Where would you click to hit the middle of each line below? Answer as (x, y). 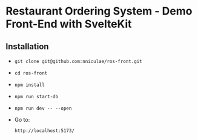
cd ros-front (31, 73)
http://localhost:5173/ (45, 131)
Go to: (22, 120)
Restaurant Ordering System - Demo (99, 11)
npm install (29, 85)
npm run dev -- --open (43, 108)
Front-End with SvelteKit (69, 24)
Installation (27, 46)
